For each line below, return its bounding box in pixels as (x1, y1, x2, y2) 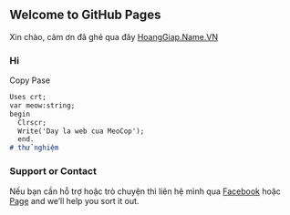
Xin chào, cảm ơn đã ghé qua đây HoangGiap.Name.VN (9, 31, 219, 42)
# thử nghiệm (9, 143, 59, 153)
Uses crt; (9, 93, 47, 102)
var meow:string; (9, 100, 76, 110)
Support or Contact (9, 165, 98, 178)
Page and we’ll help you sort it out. (9, 195, 140, 206)
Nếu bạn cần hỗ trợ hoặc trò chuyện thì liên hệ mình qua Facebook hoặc (9, 186, 281, 197)
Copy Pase (9, 75, 51, 86)
